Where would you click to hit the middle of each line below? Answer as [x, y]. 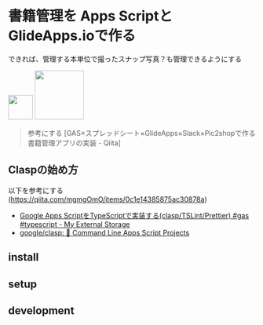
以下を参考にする [36, 190]
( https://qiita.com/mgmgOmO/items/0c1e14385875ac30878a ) [108, 199]
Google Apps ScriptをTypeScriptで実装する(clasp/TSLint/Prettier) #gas [134, 215]
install [24, 257]
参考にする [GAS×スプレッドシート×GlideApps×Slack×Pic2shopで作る [141, 133]
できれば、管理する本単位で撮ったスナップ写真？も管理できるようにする [125, 59]
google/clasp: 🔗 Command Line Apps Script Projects [104, 232]
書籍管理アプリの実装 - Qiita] [74, 143]
